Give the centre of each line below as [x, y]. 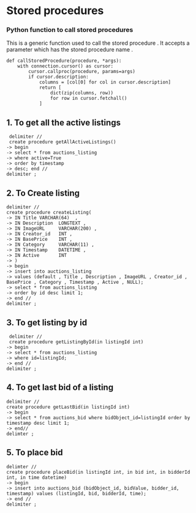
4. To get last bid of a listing [60, 388]
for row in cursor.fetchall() [89, 99]
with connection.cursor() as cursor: [66, 66]
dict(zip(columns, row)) [82, 93]
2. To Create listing [43, 193]
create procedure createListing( [49, 213]
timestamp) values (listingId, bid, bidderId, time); [77, 493]
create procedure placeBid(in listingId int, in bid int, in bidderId [98, 472]
